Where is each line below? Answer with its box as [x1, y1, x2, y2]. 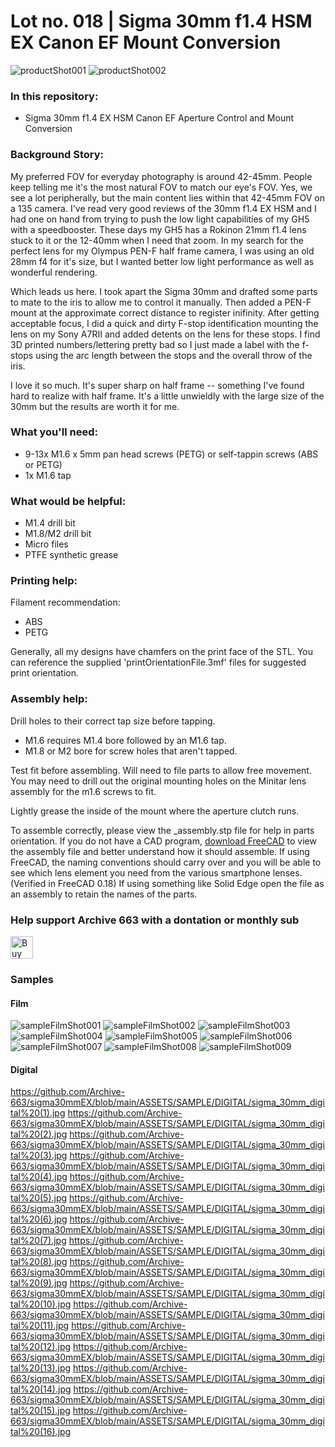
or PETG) [24, 458, 63, 470]
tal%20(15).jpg [10, 1405, 71, 1417]
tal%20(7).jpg [10, 1235, 67, 1247]
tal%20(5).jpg [10, 1192, 68, 1204]
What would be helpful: [10, 494, 127, 508]
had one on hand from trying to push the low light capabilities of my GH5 [10, 213, 310, 225]
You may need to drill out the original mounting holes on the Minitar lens [10, 775, 307, 787]
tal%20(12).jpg [10, 1341, 72, 1353]
